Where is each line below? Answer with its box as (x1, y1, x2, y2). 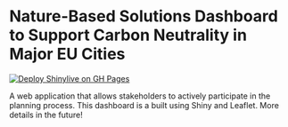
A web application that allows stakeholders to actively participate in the (9, 91, 271, 101)
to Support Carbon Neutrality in (9, 25, 248, 45)
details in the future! (9, 109, 83, 120)
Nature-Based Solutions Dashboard (9, 6, 278, 27)
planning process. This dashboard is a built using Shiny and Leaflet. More (9, 99, 279, 110)
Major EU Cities (9, 44, 126, 64)
